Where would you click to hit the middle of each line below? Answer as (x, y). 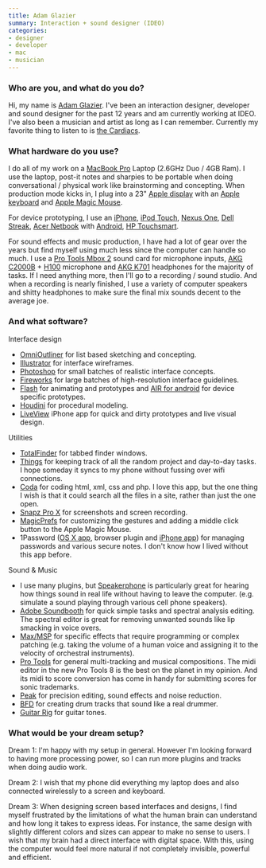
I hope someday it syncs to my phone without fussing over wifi (122, 470)
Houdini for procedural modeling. (74, 405)
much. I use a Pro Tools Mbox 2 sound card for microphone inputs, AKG (126, 259)
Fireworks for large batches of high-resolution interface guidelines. (129, 380)
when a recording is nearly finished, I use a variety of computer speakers (128, 284)
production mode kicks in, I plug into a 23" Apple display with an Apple (124, 194)
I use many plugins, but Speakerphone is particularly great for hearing (134, 585)
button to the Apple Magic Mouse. (75, 529)
